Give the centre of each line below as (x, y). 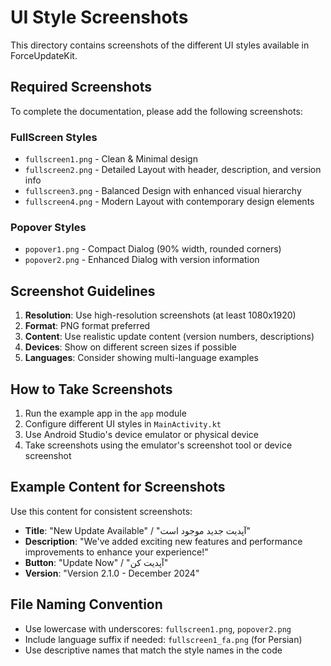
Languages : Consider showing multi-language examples (141, 358)
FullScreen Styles (54, 137)
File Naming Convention (86, 604)
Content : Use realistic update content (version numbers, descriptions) (169, 337)
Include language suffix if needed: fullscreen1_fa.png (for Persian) (163, 639)
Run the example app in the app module (105, 413)
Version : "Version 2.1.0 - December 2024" (112, 573)
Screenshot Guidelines (83, 291)
